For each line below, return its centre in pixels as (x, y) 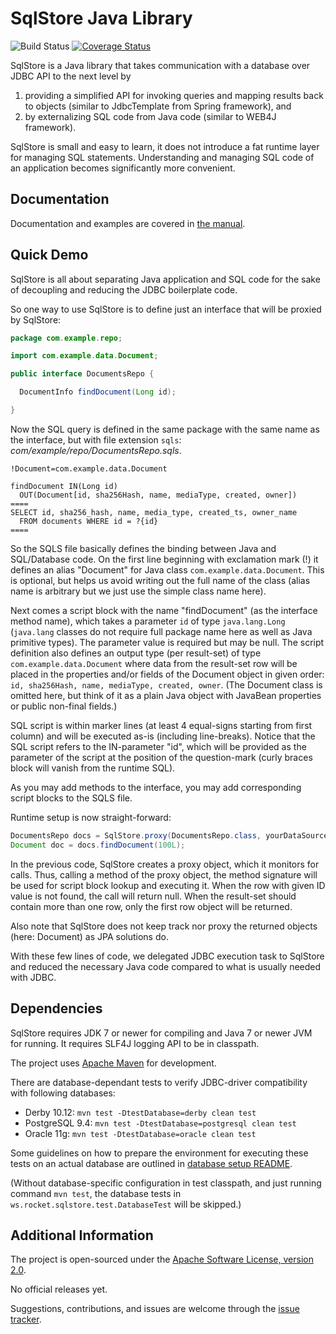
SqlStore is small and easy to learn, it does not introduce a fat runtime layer (165, 146)
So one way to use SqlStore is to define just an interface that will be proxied (166, 309)
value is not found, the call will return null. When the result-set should (153, 896)
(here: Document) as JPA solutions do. (89, 936)
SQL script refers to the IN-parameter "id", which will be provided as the (158, 746)
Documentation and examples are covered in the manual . (128, 223)
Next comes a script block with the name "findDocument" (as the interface (164, 610)
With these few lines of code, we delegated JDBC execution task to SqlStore (167, 956)
